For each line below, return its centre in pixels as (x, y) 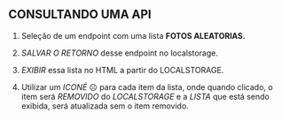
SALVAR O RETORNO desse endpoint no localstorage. (119, 53)
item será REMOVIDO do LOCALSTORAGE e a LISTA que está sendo (145, 96)
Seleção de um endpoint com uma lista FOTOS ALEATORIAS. (133, 35)
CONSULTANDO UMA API (80, 15)
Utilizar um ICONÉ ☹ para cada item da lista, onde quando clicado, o (147, 86)
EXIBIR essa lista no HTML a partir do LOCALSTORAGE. (122, 70)
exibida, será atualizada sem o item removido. (105, 106)
